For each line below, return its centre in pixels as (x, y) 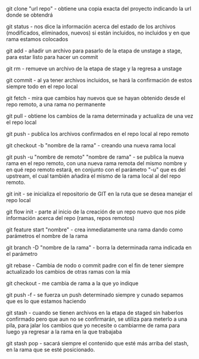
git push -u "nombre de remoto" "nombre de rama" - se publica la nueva (95, 157)
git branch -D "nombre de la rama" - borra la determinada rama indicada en (99, 247)
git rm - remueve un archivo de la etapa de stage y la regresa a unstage (94, 69)
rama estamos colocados (37, 39)
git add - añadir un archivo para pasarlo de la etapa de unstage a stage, (94, 51)
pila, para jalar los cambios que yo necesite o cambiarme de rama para (93, 325)
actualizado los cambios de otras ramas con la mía (68, 272)
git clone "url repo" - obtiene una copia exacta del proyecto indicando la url (99, 9)
